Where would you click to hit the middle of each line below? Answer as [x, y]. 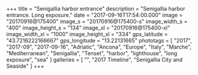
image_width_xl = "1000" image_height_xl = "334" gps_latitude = [87, 34]
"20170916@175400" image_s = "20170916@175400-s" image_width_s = [97, 21]
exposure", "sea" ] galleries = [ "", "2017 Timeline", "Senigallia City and [94, 60]
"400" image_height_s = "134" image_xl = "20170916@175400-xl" [88, 28]
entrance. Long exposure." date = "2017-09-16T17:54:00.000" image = [94, 15]
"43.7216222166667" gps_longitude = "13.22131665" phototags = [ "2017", [99, 40]
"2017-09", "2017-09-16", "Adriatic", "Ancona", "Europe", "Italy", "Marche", [99, 47]
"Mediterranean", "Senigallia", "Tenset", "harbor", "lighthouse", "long [92, 53]
